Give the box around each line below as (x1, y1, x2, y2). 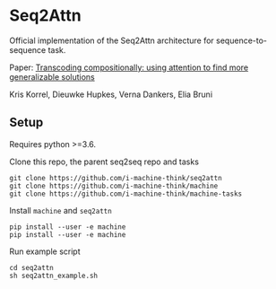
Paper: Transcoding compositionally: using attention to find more (9, 62, 249, 73)
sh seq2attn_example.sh (9, 271, 99, 280)
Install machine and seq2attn (9, 205, 112, 215)
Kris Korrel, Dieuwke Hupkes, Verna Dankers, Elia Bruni (9, 89, 213, 100)
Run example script (9, 246, 81, 257)
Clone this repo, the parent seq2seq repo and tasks (9, 156, 200, 167)
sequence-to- (216, 35, 267, 46)
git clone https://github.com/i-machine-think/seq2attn (9, 173, 222, 182)
